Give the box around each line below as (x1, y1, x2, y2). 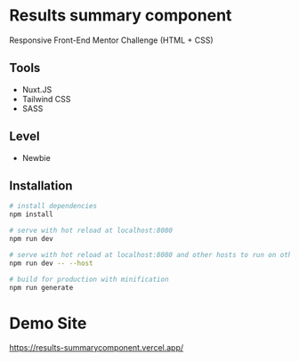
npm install (9, 210, 53, 219)
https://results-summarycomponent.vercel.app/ (9, 342, 184, 353)
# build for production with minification (9, 275, 169, 284)
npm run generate (9, 283, 74, 292)
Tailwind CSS (21, 93, 71, 104)
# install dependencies (9, 202, 98, 211)
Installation (9, 178, 73, 193)
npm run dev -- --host (9, 259, 93, 268)
